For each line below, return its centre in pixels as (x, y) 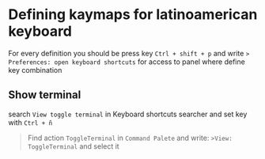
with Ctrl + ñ (30, 122)
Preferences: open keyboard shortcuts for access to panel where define (127, 62)
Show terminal (45, 95)
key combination (35, 70)
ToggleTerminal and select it (74, 146)
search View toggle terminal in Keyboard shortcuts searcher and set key (128, 114)
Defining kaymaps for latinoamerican (133, 15)
